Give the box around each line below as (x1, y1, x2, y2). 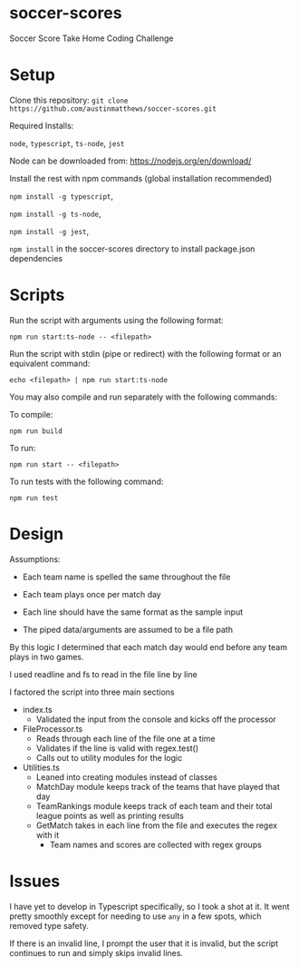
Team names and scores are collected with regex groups (49, 839, 263, 850)
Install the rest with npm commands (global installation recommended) (9, 173, 273, 183)
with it (35, 829, 60, 840)
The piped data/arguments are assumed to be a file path (22, 624, 234, 635)
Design (9, 524, 64, 544)
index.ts (22, 704, 53, 715)
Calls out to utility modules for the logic (35, 752, 183, 763)
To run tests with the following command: (9, 476, 164, 487)
